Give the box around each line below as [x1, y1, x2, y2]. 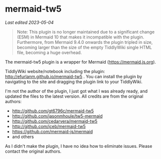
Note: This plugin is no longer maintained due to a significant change [16, 29, 155, 35]
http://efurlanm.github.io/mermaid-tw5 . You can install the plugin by [5, 73, 142, 79]
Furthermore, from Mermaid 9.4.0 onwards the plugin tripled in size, [16, 39, 153, 45]
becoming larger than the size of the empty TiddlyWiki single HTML [16, 44, 152, 50]
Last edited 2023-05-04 [5, 19, 54, 25]
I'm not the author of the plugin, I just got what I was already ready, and [5, 88, 148, 94]
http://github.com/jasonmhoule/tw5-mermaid [12, 113, 103, 119]
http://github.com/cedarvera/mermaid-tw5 [12, 118, 98, 124]
